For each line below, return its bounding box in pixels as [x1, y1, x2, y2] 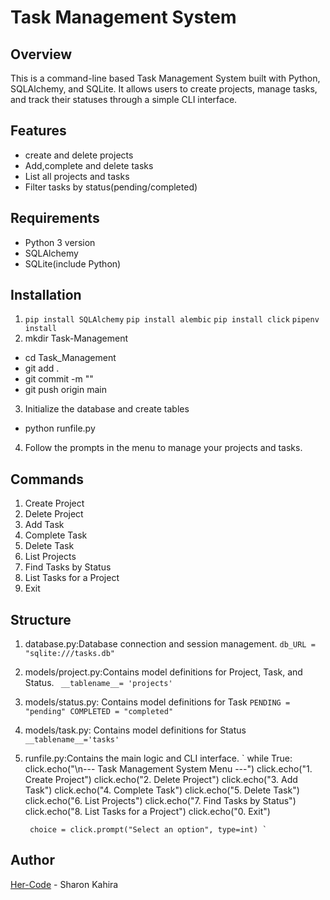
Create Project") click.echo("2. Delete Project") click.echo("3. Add [24, 774, 298, 786]
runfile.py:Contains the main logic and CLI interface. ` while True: [24, 752, 293, 765]
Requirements [10, 210, 100, 227]
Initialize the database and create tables [24, 403, 190, 415]
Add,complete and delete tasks [24, 159, 154, 171]
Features [10, 122, 67, 140]
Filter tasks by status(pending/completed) [24, 181, 198, 193]
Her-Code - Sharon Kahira [10, 878, 119, 890]
